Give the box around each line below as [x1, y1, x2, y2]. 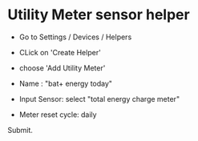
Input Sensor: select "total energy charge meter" [18, 94, 180, 103]
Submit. [7, 125, 34, 135]
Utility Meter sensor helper [7, 6, 190, 24]
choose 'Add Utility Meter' [18, 62, 106, 73]
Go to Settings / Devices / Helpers [18, 32, 132, 42]
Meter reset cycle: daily [18, 110, 97, 119]
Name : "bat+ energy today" [18, 79, 113, 88]
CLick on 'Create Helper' [18, 47, 101, 57]
